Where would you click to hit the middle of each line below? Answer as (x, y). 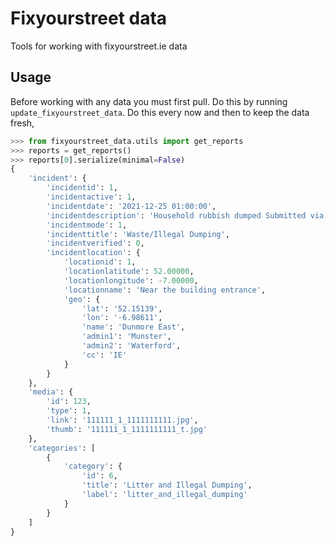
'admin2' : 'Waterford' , (131, 346)
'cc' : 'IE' (104, 355)
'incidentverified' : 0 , (95, 243)
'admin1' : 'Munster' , (126, 337)
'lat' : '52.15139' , (122, 308)
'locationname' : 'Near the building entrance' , (165, 290)
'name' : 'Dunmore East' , (133, 327)
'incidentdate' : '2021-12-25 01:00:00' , (131, 206)
